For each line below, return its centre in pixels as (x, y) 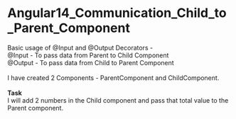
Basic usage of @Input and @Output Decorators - (80, 47)
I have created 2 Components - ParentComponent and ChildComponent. (113, 78)
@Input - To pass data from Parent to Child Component (88, 55)
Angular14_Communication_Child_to (117, 13)
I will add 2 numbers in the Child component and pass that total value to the (118, 100)
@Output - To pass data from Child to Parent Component (91, 62)
